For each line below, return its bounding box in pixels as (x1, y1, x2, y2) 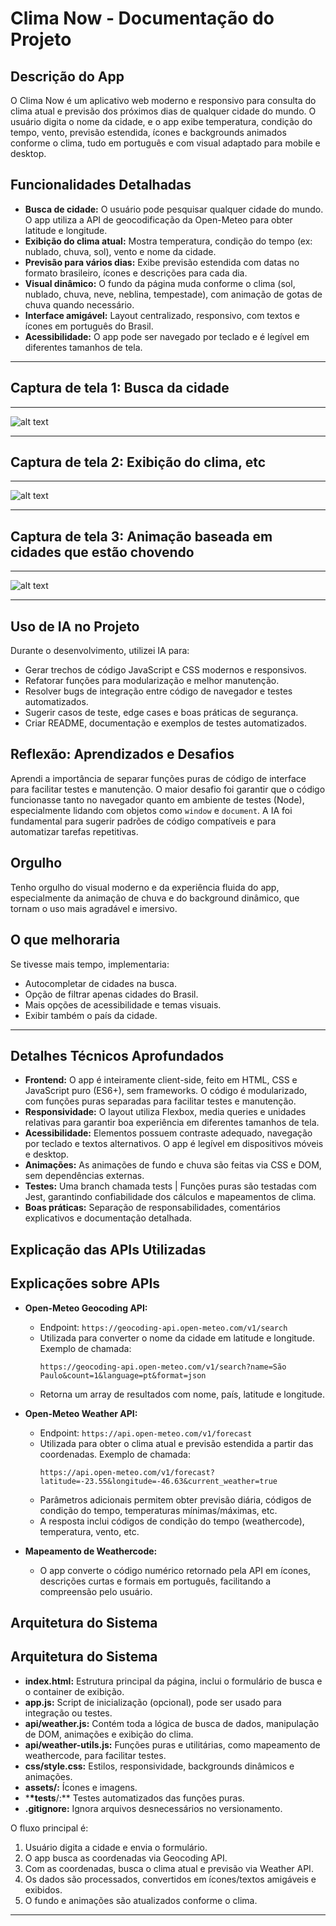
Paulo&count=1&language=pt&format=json (39, 1370, 207, 1381)
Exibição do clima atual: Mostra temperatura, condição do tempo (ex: (24, 235, 313, 247)
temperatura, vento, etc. (39, 1525, 140, 1537)
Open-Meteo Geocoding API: (24, 1302, 148, 1314)
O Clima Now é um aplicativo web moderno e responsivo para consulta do (10, 95, 317, 106)
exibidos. (24, 1883, 63, 1896)
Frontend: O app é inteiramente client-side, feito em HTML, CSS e (24, 1074, 298, 1086)
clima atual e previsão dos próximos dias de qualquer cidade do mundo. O (10, 105, 317, 117)
